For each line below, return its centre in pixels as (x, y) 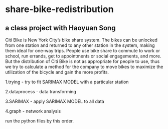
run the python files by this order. (40, 121)
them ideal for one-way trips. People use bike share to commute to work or (83, 51)
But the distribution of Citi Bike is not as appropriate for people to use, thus (82, 61)
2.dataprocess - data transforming (41, 91)
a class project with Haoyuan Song (60, 28)
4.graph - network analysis (33, 111)
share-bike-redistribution (59, 9)
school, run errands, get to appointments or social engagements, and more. (83, 56)
